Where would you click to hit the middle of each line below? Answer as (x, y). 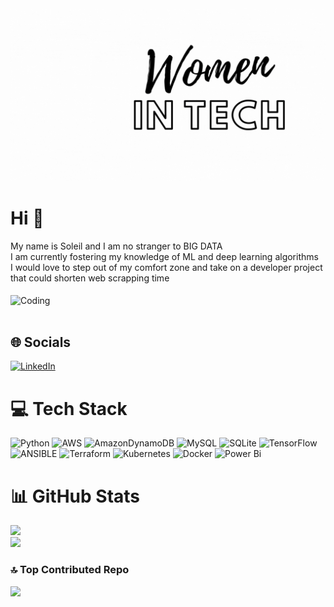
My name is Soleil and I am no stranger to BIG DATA (116, 246)
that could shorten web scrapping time (90, 278)
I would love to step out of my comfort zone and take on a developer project (166, 267)
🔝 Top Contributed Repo (70, 570)
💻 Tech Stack (69, 408)
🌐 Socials (41, 342)
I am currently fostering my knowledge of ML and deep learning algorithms (164, 256)
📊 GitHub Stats (75, 496)
